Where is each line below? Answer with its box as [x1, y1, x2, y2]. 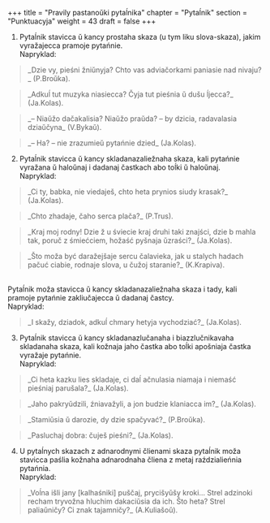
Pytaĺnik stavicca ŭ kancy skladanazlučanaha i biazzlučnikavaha [19, 333, 234, 343]
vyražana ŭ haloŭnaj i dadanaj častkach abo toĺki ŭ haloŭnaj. [19, 162, 221, 172]
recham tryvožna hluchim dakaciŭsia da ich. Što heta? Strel [27, 496, 225, 506]
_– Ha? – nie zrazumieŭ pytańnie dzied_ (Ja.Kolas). [27, 138, 196, 148]
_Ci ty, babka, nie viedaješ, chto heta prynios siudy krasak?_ [27, 187, 229, 197]
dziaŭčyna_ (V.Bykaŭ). [27, 123, 102, 132]
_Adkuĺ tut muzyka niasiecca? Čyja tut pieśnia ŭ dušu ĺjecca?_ [27, 89, 234, 99]
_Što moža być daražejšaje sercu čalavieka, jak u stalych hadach [27, 252, 244, 261]
